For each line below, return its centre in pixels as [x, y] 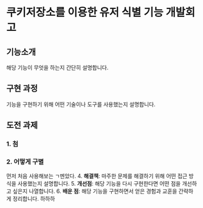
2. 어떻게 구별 [25, 162]
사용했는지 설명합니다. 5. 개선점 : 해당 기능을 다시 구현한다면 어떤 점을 [99, 184]
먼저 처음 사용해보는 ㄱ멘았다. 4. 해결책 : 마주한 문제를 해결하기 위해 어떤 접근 [97, 176]
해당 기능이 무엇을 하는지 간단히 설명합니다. [57, 68]
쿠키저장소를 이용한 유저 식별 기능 [85, 12]
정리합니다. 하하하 [34, 199]
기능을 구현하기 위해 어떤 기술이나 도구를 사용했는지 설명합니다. [81, 104]
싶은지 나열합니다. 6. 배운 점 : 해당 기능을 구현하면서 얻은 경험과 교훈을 [95, 191]
